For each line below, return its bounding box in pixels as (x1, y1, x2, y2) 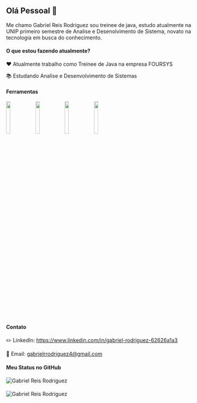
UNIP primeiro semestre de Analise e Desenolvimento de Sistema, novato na (6, 28, 191, 35)
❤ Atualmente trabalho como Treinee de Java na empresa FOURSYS (6, 61, 173, 68)
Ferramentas (6, 88, 38, 95)
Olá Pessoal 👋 (6, 6, 58, 16)
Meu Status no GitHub (6, 364, 61, 371)
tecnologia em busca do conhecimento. (6, 34, 102, 41)
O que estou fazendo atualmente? (6, 48, 91, 55)
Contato (6, 323, 26, 330)
